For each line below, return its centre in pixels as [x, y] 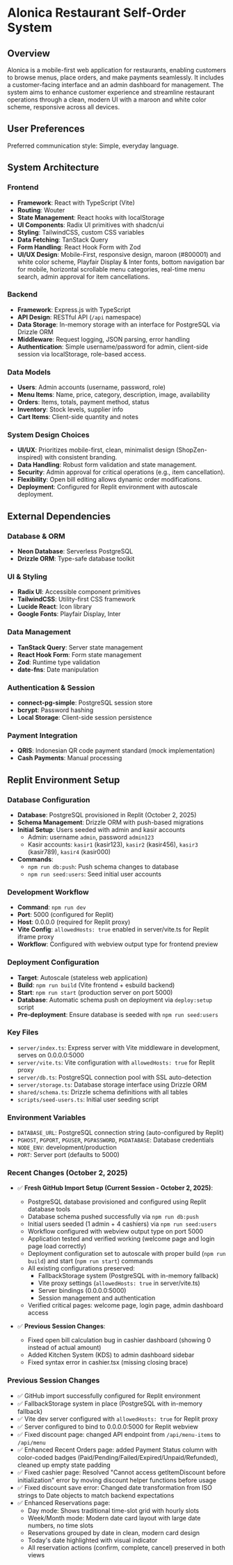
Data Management [39, 632]
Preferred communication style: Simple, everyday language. [93, 146]
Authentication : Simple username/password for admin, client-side [113, 347]
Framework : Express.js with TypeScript [74, 309]
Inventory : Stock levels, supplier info [70, 409]
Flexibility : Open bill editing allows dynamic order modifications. [110, 480]
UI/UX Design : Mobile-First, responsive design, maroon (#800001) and [119, 254]
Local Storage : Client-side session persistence [85, 717]
